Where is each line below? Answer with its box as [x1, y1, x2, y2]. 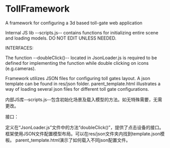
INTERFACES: [5, 45, 34, 51]
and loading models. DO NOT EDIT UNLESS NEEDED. [5, 35, 117, 41]
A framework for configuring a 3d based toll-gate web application [5, 20, 143, 26]
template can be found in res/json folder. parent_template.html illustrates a [5, 81, 161, 87]
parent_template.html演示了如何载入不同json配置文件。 [15, 137, 131, 143]
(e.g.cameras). [5, 65, 36, 71]
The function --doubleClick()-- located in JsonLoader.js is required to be [5, 54, 157, 61]
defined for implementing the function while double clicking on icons [5, 60, 149, 66]
